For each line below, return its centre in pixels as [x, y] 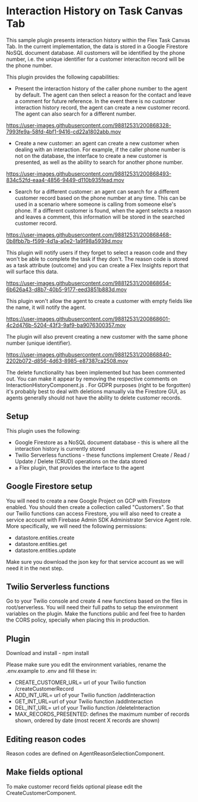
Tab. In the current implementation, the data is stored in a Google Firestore [97, 46]
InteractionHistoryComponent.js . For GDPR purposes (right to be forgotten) [99, 385]
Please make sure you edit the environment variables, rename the [86, 664]
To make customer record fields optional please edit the [74, 787]
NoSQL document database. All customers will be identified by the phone [96, 52]
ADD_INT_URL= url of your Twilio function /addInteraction [85, 695]
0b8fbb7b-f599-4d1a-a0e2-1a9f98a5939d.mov [64, 241]
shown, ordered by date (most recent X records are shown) [87, 720]
